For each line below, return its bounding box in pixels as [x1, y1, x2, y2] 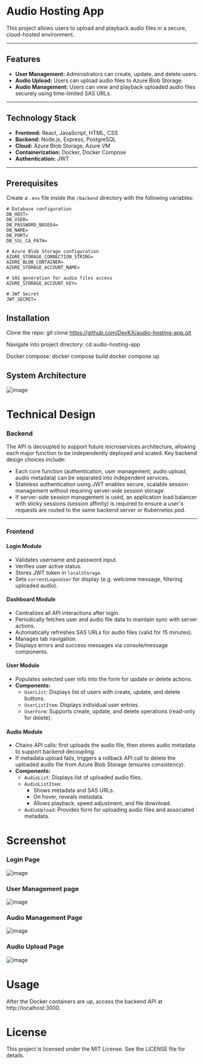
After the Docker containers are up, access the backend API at [6, 998, 163, 1005]
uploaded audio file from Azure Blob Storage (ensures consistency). [15, 761, 185, 768]
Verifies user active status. [15, 562, 82, 569]
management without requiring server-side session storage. [15, 487, 165, 495]
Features [6, 54, 41, 64]
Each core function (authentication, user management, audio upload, [15, 468, 188, 475]
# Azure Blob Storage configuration [6, 249, 99, 255]
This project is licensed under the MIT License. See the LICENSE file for [6, 1045, 186, 1052]
